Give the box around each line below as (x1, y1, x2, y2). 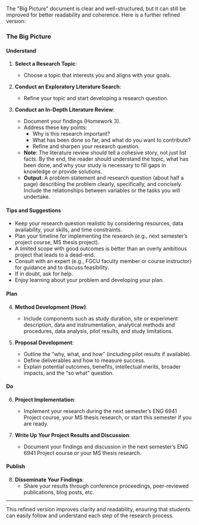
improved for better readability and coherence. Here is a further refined (6, 11, 181, 18)
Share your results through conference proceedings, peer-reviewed (23, 482, 189, 489)
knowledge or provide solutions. (23, 168, 102, 175)
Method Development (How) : (14, 303, 88, 310)
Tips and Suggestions (6, 207, 61, 214)
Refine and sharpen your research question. (32, 143, 140, 150)
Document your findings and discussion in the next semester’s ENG (23, 443, 188, 450)
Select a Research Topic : (14, 60, 77, 68)
